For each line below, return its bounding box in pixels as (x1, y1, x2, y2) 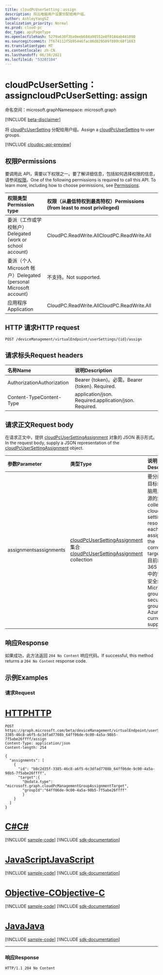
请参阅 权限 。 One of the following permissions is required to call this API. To (5, 177, 156, 183)
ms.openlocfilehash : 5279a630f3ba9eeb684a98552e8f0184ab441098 (5, 35, 136, 39)
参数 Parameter (7, 461, 42, 468)
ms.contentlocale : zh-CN (5, 48, 55, 53)
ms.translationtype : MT (5, 43, 53, 48)
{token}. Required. (75, 383, 116, 390)
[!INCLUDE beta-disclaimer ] (5, 117, 61, 122)
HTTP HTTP (5, 707, 52, 719)
